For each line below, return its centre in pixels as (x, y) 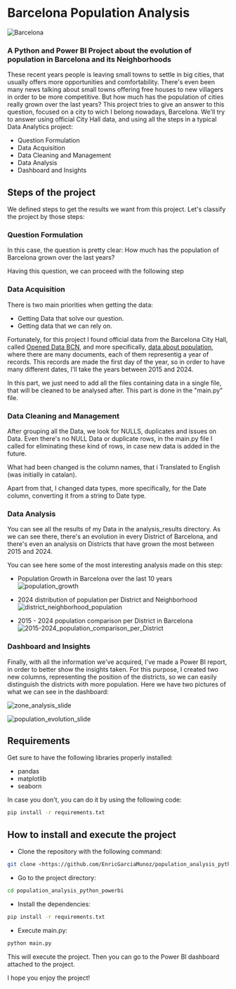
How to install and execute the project (92, 834)
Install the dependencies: (54, 904)
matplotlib (32, 779)
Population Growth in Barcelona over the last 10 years (95, 579)
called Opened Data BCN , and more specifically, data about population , (111, 347)
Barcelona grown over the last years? (61, 258)
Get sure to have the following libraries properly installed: (90, 758)
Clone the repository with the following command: (90, 851)
